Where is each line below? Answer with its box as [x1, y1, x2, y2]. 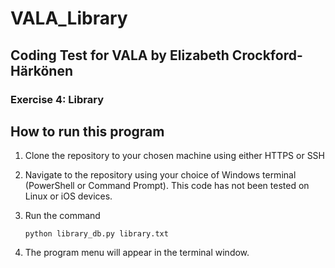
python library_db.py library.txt [24, 229, 169, 239]
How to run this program [10, 123, 165, 140]
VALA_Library [10, 7, 128, 30]
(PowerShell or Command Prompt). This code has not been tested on [24, 180, 310, 192]
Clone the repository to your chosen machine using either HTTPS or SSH [24, 150, 326, 162]
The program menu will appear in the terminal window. [24, 247, 250, 259]
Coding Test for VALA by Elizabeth [10, 47, 230, 64]
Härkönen [10, 62, 74, 79]
